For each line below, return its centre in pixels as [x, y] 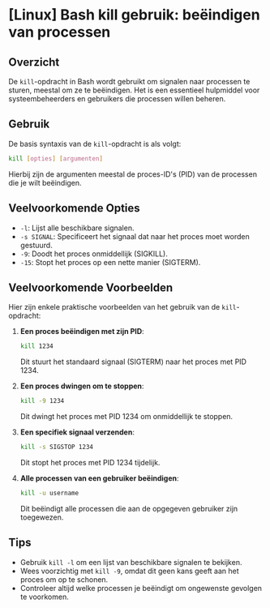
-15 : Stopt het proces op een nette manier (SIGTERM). [110, 262]
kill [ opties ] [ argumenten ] [56, 158]
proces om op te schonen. [64, 579]
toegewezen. [42, 517]
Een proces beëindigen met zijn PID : [82, 332]
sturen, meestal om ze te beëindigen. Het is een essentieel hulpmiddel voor [134, 90]
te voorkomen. [44, 597]
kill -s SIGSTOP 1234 [57, 447]
